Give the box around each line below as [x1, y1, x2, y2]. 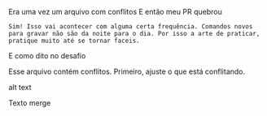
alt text [8, 83, 32, 92]
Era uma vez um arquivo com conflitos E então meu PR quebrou [8, 7, 222, 16]
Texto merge [8, 98, 51, 108]
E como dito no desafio [8, 51, 86, 60]
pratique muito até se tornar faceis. [8, 37, 140, 45]
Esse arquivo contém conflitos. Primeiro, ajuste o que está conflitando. [8, 67, 246, 76]
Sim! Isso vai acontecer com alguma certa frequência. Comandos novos [8, 23, 253, 31]
